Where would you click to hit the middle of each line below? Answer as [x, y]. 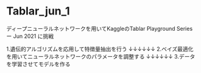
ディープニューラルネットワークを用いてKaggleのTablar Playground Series [100, 28]
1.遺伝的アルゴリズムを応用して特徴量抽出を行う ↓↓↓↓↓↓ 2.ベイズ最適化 [100, 49]
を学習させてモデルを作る [38, 64]
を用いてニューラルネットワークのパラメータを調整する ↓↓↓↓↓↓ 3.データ [101, 56]
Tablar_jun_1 [38, 11]
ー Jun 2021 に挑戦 [30, 36]
